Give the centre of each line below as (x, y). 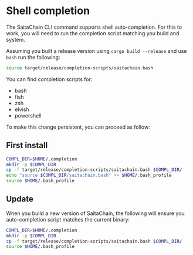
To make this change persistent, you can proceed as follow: (78, 127)
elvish (22, 109)
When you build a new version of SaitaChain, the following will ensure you (95, 213)
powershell (28, 115)
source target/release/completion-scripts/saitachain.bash (80, 68)
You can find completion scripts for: (49, 79)
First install (27, 145)
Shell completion (48, 11)
